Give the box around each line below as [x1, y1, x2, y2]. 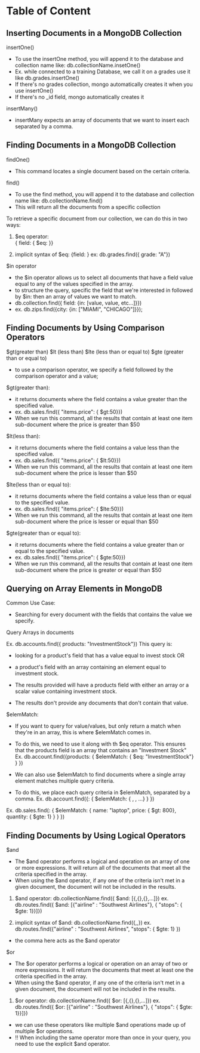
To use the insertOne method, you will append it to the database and [14, 56, 184, 62]
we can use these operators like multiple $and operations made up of [14, 1021, 186, 1029]
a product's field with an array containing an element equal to [14, 664, 167, 671]
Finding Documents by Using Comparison [6, 323, 165, 333]
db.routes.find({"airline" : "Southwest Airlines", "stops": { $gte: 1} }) [14, 925, 181, 932]
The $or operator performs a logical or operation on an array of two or [14, 960, 188, 968]
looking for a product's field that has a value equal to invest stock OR [14, 652, 185, 659]
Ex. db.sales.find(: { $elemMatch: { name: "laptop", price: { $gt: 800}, [6, 807, 177, 814]
